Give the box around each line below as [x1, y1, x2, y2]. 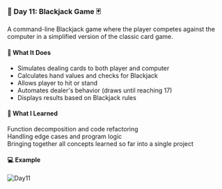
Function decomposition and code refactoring [7, 124, 138, 133]
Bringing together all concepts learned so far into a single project [7, 139, 193, 148]
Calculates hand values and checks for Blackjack [17, 71, 158, 79]
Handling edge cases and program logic [7, 132, 122, 140]
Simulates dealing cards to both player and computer [17, 64, 170, 72]
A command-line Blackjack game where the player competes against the [7, 25, 216, 33]
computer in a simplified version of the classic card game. [7, 33, 174, 41]
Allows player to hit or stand [17, 79, 98, 87]
